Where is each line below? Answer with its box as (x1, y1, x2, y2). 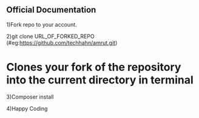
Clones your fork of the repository (6, 61, 181, 74)
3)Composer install (6, 93, 54, 100)
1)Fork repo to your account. (6, 21, 77, 28)
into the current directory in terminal (6, 73, 194, 87)
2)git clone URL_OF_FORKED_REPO (6, 33, 95, 40)
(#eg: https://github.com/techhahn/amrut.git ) (6, 39, 118, 46)
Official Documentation (6, 5, 96, 15)
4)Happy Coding (6, 105, 48, 112)
